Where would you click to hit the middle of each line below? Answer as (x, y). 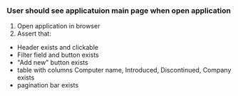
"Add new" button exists (52, 63)
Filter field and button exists (58, 55)
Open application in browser (58, 26)
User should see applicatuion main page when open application (119, 11)
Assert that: (34, 33)
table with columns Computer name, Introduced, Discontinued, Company (124, 70)
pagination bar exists (48, 85)
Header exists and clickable (58, 48)
